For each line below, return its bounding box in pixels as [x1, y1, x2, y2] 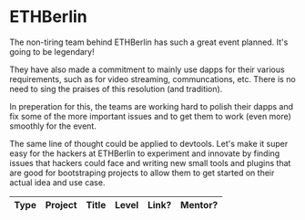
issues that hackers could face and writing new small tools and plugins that [9, 157, 291, 168]
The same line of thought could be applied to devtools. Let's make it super [9, 138, 289, 149]
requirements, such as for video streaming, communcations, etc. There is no [9, 73, 296, 84]
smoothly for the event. [9, 120, 97, 131]
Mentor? [180, 198, 219, 211]
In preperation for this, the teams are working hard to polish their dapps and [9, 100, 294, 111]
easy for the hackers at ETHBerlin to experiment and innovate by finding [9, 148, 280, 159]
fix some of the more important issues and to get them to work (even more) [9, 110, 291, 121]
